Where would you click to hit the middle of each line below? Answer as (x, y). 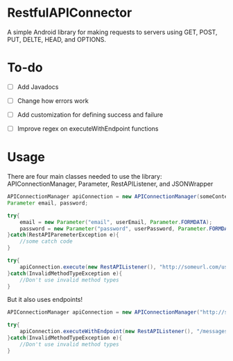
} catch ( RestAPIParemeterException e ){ (63, 235)
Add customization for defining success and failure (90, 115)
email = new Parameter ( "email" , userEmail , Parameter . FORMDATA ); (116, 222)
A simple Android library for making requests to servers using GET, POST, (112, 32)
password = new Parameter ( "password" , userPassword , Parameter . (114, 228)
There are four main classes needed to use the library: (85, 177)
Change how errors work (53, 101)
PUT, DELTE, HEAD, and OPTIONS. (57, 39)
